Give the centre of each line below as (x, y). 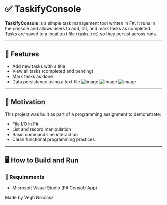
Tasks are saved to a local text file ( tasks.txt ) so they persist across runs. (81, 34)
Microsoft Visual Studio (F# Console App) (55, 188)
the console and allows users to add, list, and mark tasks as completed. (78, 28)
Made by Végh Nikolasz (29, 198)
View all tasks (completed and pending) (53, 71)
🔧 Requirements (25, 177)
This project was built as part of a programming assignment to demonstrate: (83, 114)
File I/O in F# (25, 124)
